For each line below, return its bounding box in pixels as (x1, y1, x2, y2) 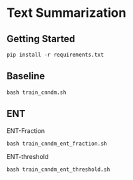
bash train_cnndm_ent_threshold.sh (6, 166, 111, 173)
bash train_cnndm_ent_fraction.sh (6, 140, 108, 147)
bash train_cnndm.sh (6, 89, 67, 96)
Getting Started (6, 33, 76, 45)
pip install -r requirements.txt (6, 51, 104, 58)
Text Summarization (6, 5, 127, 21)
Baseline (6, 70, 45, 82)
